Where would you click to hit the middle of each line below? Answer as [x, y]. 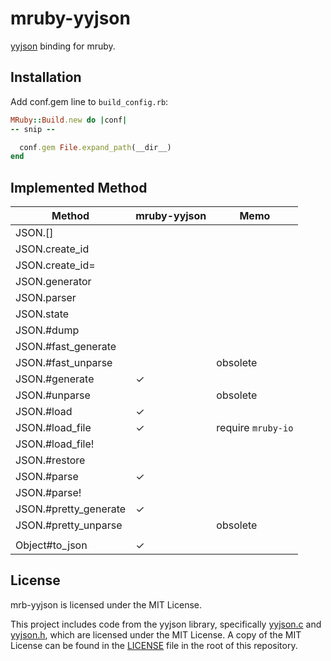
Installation [46, 77]
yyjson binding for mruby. [63, 46]
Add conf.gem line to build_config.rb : [89, 101]
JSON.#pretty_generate [71, 509]
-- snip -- [33, 129]
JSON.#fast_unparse [64, 363]
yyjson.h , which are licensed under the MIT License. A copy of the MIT [156, 634]
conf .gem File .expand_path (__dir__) [95, 147]
